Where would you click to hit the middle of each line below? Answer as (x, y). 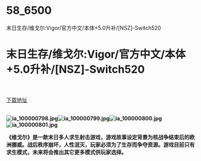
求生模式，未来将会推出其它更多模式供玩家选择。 (66, 152)
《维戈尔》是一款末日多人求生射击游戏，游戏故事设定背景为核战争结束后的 (98, 137)
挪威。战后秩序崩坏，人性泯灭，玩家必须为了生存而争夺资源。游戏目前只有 (103, 144)
